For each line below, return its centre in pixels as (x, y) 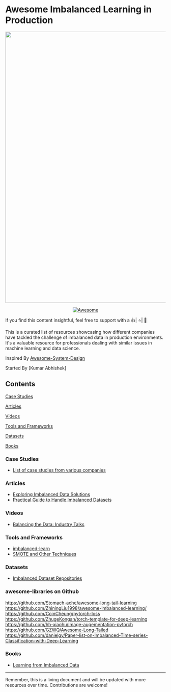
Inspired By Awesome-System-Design (45, 358)
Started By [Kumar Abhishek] (36, 368)
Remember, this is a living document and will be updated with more (76, 679)
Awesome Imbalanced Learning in (78, 9)
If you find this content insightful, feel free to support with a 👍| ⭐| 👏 (76, 320)
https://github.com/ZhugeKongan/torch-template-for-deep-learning (76, 619)
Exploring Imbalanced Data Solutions (51, 495)
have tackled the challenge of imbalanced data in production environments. (84, 337)
